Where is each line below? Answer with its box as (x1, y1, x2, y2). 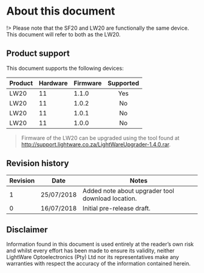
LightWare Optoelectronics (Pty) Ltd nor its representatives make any (6, 254, 179, 261)
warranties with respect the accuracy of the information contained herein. (6, 260, 191, 268)
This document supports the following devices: (6, 64, 124, 72)
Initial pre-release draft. (83, 204, 151, 212)
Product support (6, 49, 70, 59)
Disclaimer (6, 224, 48, 235)
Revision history (6, 158, 69, 169)
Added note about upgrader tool (83, 186, 174, 195)
